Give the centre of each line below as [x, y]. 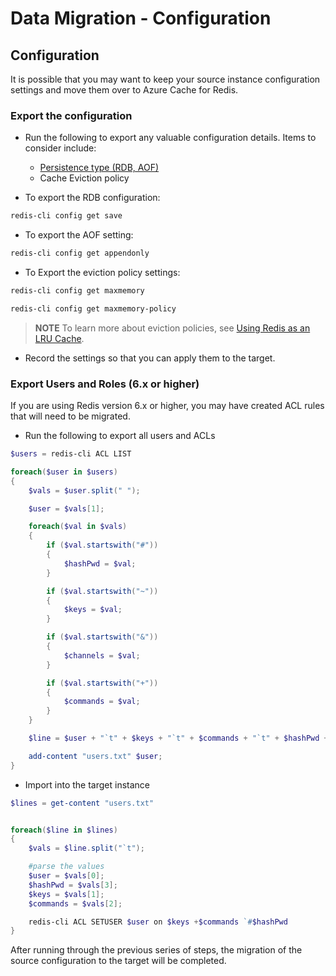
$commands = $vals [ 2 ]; [75, 903]
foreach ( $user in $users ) [64, 472]
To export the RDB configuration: [92, 198]
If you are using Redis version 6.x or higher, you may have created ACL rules [167, 406]
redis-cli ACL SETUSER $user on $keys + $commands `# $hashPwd [158, 922]
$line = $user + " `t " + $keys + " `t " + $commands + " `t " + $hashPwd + [178, 738]
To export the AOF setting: [79, 235]
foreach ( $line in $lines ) [64, 830]
